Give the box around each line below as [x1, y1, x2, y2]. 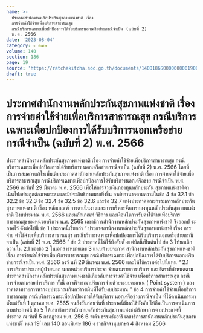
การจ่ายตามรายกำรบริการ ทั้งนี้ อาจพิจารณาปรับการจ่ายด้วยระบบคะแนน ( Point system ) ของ [6, 279, 195, 286]
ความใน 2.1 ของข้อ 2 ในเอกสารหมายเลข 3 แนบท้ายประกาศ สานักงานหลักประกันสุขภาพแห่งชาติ [6, 245, 196, 253]
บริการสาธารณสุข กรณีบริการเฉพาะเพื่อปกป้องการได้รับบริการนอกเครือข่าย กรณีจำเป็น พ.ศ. [6, 177, 185, 184]
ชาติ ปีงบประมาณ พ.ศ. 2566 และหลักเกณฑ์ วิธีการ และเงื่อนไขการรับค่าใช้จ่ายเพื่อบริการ [6, 211, 181, 218]
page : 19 [6, 59, 28, 65]
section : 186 [6, 54, 39, 60]
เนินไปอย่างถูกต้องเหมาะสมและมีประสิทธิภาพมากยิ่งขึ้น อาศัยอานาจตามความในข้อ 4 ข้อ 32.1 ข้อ [6, 191, 195, 198]
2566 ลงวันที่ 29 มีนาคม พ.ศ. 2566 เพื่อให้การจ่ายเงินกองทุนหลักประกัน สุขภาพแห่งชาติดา [6, 184, 189, 191]
